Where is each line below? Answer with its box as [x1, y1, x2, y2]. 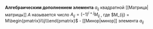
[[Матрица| [125, 5, 149, 10]
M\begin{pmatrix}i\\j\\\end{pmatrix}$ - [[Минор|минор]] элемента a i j [5, 18, 144, 25]
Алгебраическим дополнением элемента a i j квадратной [5, 5, 125, 12]
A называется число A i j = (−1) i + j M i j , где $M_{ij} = [28, 11, 129, 19]
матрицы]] [5, 12, 27, 17]
